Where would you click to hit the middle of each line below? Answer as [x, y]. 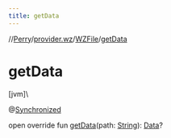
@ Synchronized [35, 109]
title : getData [34, 16]
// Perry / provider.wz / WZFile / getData [68, 39]
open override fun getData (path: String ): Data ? [86, 125]
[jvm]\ [19, 94]
